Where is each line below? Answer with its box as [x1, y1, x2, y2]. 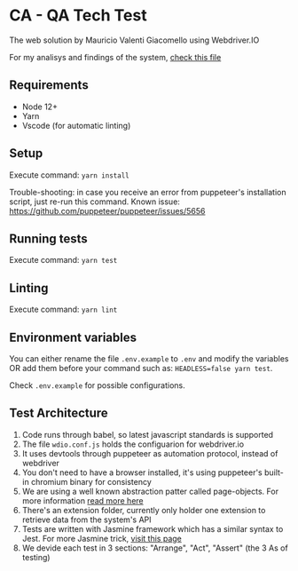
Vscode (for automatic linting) [21, 120, 131, 131]
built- [264, 467, 284, 478]
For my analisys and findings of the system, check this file [9, 52, 222, 62]
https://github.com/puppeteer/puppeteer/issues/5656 [9, 205, 206, 216]
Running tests [9, 231, 89, 246]
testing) [21, 551, 51, 562]
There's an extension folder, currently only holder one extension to [21, 504, 266, 515]
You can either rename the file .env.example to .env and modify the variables [9, 353, 289, 364]
